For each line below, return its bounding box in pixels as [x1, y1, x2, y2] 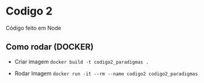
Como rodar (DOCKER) [5, 42, 94, 52]
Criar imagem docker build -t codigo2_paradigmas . [14, 58, 149, 65]
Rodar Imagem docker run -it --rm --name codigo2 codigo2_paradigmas [14, 70, 198, 77]
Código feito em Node [5, 24, 62, 32]
